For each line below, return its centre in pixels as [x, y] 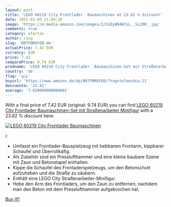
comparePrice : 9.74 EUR [31, 62]
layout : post [19, 10]
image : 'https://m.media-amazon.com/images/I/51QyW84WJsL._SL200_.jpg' [83, 24]
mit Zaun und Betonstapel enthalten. [51, 162]
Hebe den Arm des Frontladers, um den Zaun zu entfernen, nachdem [85, 184]
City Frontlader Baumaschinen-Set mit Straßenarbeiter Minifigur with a [79, 110]
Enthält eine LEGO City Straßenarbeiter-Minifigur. [64, 178]
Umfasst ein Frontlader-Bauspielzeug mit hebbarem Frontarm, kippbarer [88, 146]
